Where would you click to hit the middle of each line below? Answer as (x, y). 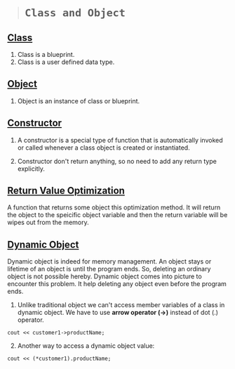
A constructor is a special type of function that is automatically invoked (120, 140)
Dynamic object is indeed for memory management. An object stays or (109, 261)
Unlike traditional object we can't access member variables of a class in (121, 305)
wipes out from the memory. (48, 222)
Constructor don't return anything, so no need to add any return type (117, 161)
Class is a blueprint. (46, 54)
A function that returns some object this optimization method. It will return (114, 207)
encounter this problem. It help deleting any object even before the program (117, 284)
